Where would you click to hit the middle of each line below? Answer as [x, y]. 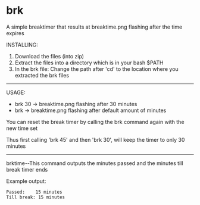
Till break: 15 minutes [36, 197]
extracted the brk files [42, 75]
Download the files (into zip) [49, 56]
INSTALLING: [22, 45]
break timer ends [27, 169]
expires [15, 33]
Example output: [26, 181]
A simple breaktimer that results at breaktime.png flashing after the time [94, 27]
